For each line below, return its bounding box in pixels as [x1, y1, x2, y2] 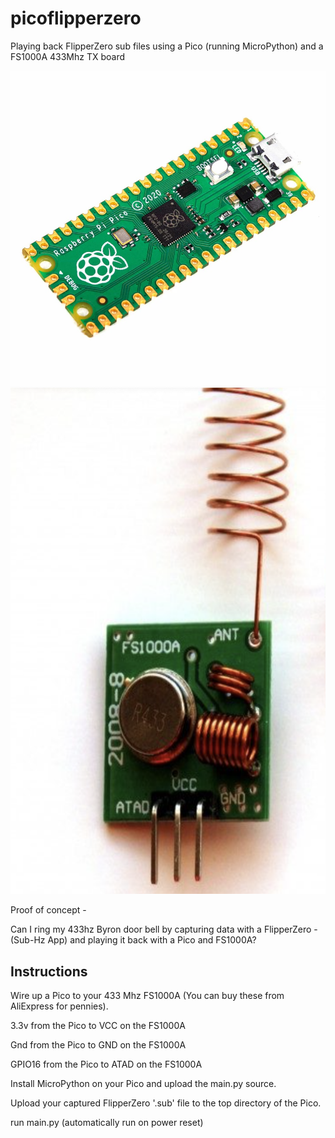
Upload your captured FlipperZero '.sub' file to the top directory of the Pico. [10, 1097, 322, 1109]
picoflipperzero [10, 7, 142, 30]
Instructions [10, 963, 88, 980]
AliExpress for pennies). [10, 1000, 109, 1012]
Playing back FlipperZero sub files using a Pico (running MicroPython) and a [10, 40, 324, 52]
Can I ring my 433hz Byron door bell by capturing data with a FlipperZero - [10, 923, 318, 936]
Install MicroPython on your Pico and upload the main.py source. [10, 1078, 277, 1090]
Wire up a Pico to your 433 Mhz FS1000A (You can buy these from [10, 990, 285, 1002]
